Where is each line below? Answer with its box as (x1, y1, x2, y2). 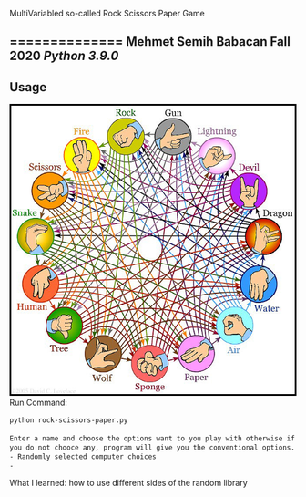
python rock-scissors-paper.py (9, 415, 128, 425)
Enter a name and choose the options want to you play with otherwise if (9, 433, 296, 443)
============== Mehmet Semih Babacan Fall (9, 34, 291, 49)
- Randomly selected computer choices (9, 451, 157, 461)
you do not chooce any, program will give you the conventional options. (9, 442, 296, 452)
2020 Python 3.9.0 (9, 48, 119, 64)
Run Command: (9, 397, 68, 408)
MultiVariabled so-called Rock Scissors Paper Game (9, 8, 205, 18)
